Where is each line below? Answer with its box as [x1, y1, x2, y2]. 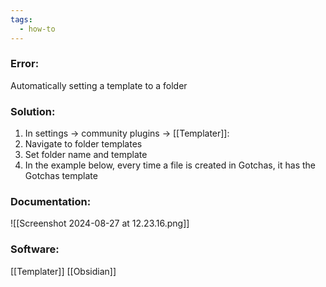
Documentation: [10, 195, 92, 209]
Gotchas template [24, 170, 98, 182]
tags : [10, 14, 33, 25]
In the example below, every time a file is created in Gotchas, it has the [24, 159, 317, 171]
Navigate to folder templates [24, 138, 143, 150]
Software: [10, 242, 60, 256]
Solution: [10, 104, 56, 118]
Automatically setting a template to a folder [10, 79, 188, 91]
